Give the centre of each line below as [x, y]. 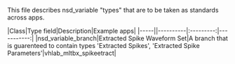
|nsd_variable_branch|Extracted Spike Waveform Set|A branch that [132, 38]
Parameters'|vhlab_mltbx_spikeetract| [62, 53]
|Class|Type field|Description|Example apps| [72, 31]
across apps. [26, 17]
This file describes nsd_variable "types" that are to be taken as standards [113, 10]
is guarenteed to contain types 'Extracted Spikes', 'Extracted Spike [103, 46]
